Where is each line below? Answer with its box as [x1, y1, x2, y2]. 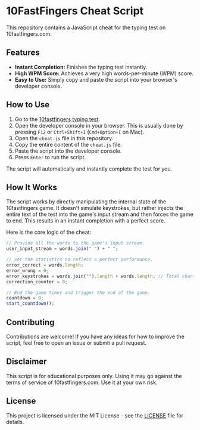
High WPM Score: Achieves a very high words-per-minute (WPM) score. [14, 70, 194, 77]
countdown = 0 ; [6, 295, 44, 301]
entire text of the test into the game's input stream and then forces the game [6, 211, 193, 218]
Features [6, 48, 40, 58]
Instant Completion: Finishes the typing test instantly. [14, 63, 148, 70]
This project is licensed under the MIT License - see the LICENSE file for [6, 412, 183, 419]
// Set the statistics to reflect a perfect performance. [6, 256, 153, 263]
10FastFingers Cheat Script [6, 4, 144, 18]
